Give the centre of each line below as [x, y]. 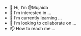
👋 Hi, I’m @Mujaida [29, 8]
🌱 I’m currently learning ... [36, 18]
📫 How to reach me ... [32, 28]
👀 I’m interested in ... [30, 13]
